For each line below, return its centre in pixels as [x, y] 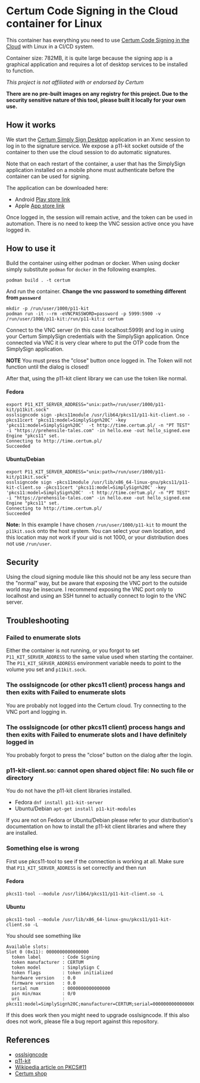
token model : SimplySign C [56, 968]
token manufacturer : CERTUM [48, 963]
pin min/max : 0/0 [44, 994]
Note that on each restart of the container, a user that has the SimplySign [96, 163]
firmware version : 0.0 [44, 984]
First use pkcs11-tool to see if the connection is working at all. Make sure [95, 861]
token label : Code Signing [56, 957]
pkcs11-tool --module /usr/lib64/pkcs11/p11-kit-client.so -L [85, 894]
